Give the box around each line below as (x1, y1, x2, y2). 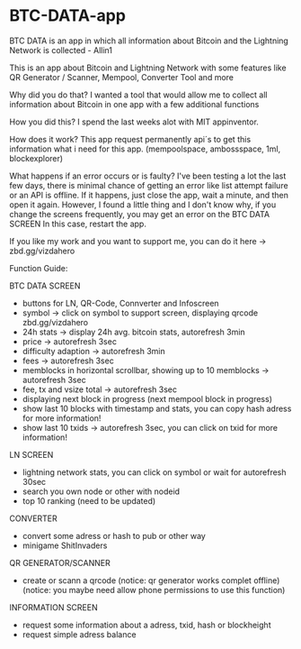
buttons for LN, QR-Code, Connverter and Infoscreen (22, 297, 219, 308)
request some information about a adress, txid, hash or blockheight (22, 619, 271, 630)
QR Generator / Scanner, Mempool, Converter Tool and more (9, 71, 235, 82)
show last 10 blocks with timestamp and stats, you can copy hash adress (22, 403, 292, 414)
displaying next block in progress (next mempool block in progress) (22, 393, 272, 404)
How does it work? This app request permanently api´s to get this (9, 133, 252, 144)
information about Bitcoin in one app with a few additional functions (9, 98, 260, 109)
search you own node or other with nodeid (22, 486, 181, 497)
